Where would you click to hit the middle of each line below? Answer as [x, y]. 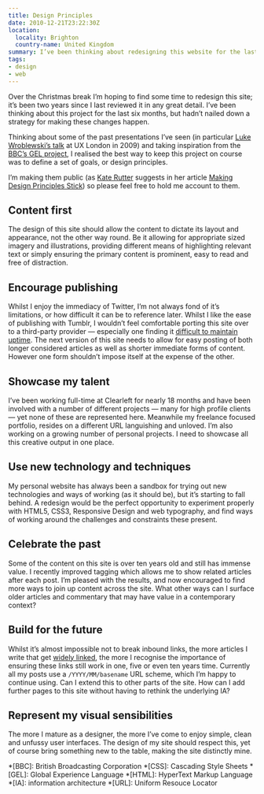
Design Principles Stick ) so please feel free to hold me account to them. [124, 185]
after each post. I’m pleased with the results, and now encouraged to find [127, 580]
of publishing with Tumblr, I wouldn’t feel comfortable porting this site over [128, 323]
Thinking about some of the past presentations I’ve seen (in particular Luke [130, 137]
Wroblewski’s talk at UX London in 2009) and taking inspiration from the [125, 145]
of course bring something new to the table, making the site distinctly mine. [130, 751]
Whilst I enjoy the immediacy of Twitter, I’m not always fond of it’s [114, 306]
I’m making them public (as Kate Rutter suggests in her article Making [121, 177]
